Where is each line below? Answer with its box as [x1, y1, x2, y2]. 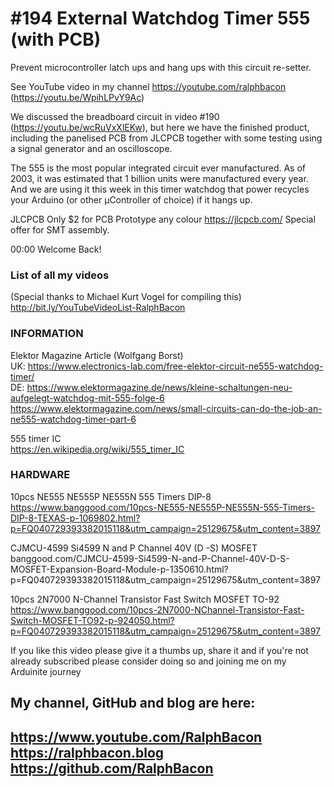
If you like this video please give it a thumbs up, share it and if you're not [10, 644, 309, 656]
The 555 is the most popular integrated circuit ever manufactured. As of [10, 162, 307, 174]
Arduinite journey [10, 665, 82, 677]
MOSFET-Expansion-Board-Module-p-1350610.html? [10, 563, 229, 575]
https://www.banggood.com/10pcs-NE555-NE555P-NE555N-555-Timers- [10, 501, 316, 513]
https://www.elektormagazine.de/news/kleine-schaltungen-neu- [26, 381, 293, 393]
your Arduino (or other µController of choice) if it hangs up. [10, 193, 253, 206]
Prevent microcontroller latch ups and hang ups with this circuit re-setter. [10, 61, 312, 73]
